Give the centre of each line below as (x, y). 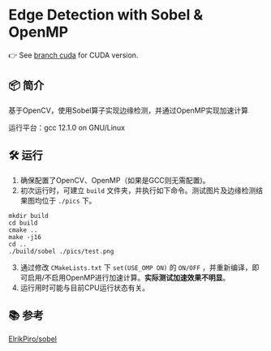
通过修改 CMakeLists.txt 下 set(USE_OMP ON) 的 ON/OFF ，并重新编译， (136, 267)
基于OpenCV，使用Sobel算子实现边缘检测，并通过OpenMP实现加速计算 (129, 110)
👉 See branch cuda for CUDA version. (73, 55)
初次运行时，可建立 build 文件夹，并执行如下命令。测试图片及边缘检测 (138, 190)
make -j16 (25, 237)
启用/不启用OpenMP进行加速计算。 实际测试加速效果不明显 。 (129, 277)
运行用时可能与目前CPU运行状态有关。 (85, 287)
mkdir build (28, 216)
